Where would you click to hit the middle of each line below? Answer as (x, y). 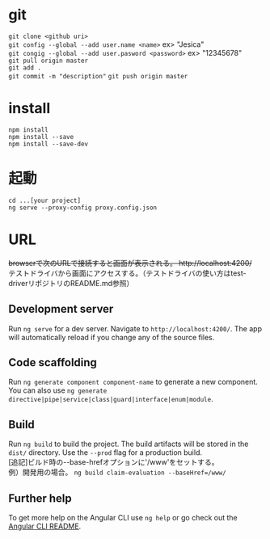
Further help (40, 498)
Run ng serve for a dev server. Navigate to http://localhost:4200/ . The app (135, 328)
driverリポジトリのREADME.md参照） (71, 283)
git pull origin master (49, 61)
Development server (61, 309)
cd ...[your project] (45, 200)
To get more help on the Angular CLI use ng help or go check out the (123, 518)
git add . (25, 67)
